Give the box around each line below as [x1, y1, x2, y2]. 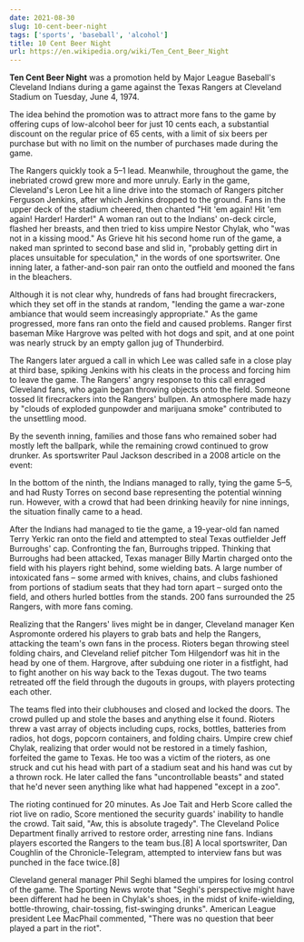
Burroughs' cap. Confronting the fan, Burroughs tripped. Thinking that [9, 543, 271, 555]
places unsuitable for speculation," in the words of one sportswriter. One [9, 252, 280, 264]
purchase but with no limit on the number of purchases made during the [9, 138, 279, 149]
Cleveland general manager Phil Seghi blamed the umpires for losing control [9, 875, 294, 886]
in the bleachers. [9, 272, 73, 283]
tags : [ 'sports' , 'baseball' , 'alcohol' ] [9, 30, 169, 39]
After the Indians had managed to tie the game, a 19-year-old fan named [9, 524, 279, 535]
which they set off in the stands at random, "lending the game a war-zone [9, 299, 286, 310]
